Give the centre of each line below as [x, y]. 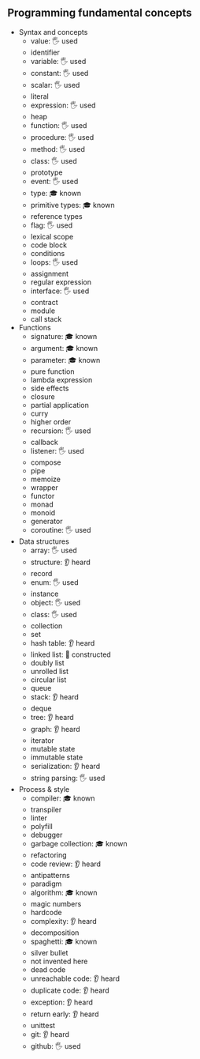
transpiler [46, 809]
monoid [43, 512]
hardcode [46, 912]
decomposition [55, 933]
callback [44, 442]
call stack [46, 318]
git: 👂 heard [50, 1034]
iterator [42, 740]
